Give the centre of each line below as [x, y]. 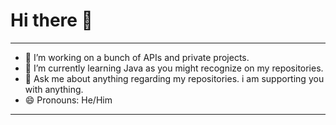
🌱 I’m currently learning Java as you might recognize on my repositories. [174, 68]
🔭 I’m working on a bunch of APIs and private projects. [137, 57]
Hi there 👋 [51, 20]
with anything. [54, 89]
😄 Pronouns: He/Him [68, 100]
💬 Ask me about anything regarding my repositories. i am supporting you [174, 78]
